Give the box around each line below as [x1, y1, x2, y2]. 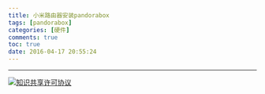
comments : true [8, 33, 58, 42]
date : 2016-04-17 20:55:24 [8, 48, 97, 56]
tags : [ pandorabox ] [8, 19, 73, 27]
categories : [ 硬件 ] [8, 26, 70, 34]
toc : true [8, 41, 41, 49]
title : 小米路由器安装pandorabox [8, 11, 110, 20]
